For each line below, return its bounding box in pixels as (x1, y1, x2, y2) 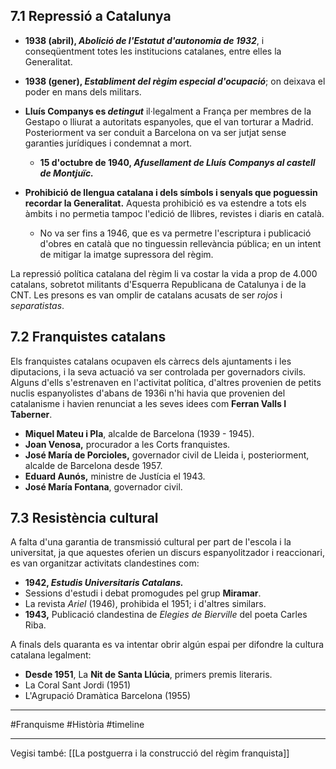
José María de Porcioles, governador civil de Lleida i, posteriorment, (24, 449, 310, 461)
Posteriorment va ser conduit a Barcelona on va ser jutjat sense (24, 126, 287, 138)
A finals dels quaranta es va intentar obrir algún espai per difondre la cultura (10, 639, 325, 651)
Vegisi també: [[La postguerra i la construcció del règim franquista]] (10, 747, 290, 759)
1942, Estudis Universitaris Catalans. (24, 577, 184, 589)
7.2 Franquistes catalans (10, 329, 167, 346)
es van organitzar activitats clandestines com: (10, 557, 200, 569)
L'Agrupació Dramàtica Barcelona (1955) (24, 690, 192, 702)
